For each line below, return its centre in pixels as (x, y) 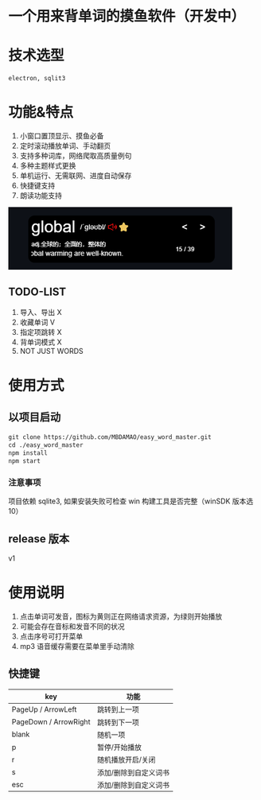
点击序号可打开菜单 (51, 636)
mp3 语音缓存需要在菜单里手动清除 (77, 646)
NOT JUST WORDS (51, 351)
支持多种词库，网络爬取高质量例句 (76, 156)
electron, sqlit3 (37, 79)
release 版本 (39, 539)
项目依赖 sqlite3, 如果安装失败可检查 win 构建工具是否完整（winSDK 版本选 (131, 501)
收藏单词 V (37, 322)
